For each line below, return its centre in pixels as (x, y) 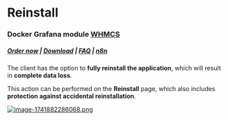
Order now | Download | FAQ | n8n (57, 50)
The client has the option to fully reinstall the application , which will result (114, 68)
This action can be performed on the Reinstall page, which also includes (111, 89)
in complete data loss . (40, 76)
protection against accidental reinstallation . (72, 96)
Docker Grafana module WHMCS (64, 34)
